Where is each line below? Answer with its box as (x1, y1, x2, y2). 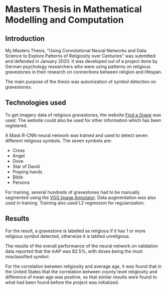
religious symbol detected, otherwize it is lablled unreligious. (5, 233, 130, 239)
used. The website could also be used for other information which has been (5, 117, 161, 123)
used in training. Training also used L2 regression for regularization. (5, 200, 145, 206)
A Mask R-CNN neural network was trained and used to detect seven (5, 132, 148, 138)
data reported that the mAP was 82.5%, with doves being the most (5, 248, 143, 254)
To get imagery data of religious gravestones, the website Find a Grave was (5, 112, 161, 118)
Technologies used (5, 99, 66, 107)
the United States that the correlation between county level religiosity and (5, 268, 157, 274)
